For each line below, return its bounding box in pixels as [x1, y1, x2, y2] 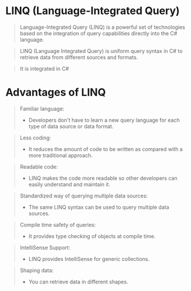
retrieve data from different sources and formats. [19, 53, 138, 61]
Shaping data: [19, 266, 54, 274]
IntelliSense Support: [19, 244, 71, 251]
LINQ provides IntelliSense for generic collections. [28, 255, 150, 262]
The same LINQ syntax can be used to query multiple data [28, 203, 169, 210]
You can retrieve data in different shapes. [28, 278, 128, 285]
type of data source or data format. [28, 122, 114, 130]
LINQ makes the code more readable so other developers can [28, 175, 178, 182]
